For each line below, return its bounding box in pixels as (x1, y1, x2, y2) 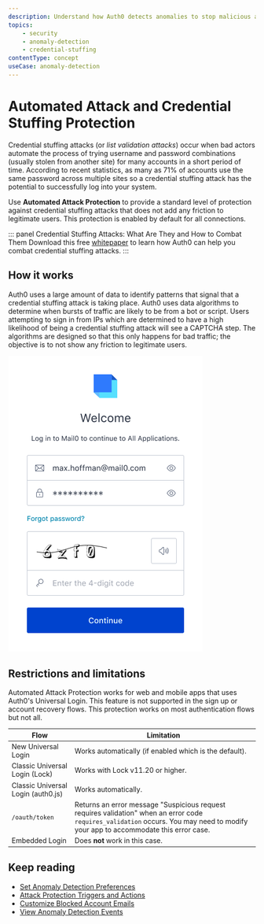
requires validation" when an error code (74, 808, 203, 818)
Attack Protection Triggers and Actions (19, 890, 145, 900)
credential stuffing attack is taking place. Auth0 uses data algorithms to (8, 298, 240, 307)
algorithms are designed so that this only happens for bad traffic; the (8, 331, 231, 341)
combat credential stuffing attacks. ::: (8, 246, 130, 255)
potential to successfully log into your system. (8, 182, 157, 191)
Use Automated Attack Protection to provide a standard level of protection (8, 197, 252, 206)
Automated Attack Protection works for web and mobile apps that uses (8, 688, 237, 697)
